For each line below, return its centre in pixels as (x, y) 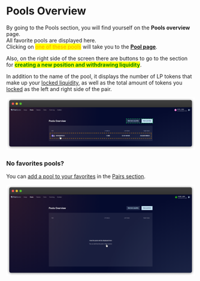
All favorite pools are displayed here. (51, 40)
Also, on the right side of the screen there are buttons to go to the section (97, 58)
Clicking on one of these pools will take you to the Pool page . (82, 47)
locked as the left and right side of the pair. (59, 89)
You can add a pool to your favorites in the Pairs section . (76, 176)
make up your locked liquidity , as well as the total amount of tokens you (94, 83)
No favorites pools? (35, 163)
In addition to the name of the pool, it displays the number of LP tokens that (99, 76)
